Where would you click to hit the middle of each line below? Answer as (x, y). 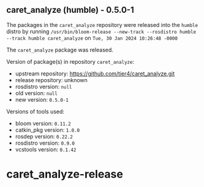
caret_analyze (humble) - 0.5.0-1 (70, 10)
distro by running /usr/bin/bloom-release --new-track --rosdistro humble (101, 31)
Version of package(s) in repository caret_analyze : (70, 61)
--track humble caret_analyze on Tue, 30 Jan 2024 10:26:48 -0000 (92, 38)
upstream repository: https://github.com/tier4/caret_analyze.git (95, 74)
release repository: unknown (51, 80)
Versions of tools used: (36, 111)
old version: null (36, 93)
